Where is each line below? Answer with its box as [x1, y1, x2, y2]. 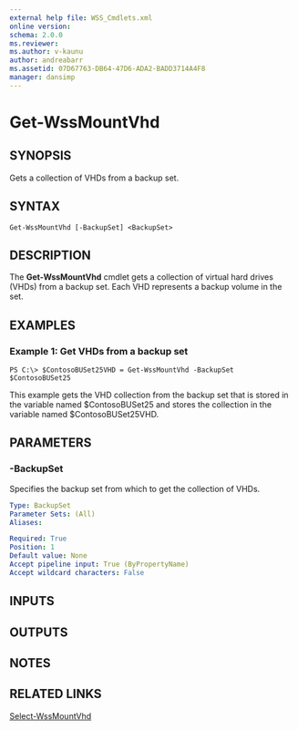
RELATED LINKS [9, 686, 102, 702]
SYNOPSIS [9, 148, 72, 164]
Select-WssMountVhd [9, 710, 92, 721]
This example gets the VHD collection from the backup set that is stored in [9, 389, 289, 401]
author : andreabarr [9, 56, 84, 65]
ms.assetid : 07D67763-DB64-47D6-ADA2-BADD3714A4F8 [9, 65, 206, 74]
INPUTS [9, 593, 55, 609]
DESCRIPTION [9, 247, 91, 262]
